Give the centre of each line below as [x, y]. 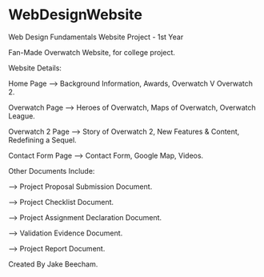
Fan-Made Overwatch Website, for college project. [92, 52]
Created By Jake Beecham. [53, 264]
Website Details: [35, 68]
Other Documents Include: [52, 171]
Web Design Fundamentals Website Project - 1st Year [96, 37]
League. [22, 116]
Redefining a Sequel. [43, 140]
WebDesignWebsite [75, 15]
